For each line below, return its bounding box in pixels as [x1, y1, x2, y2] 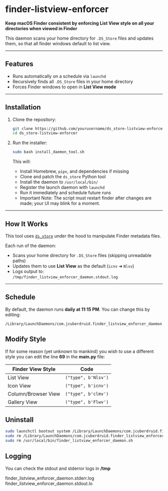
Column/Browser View [7, 390, 60, 397]
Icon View [7, 382, 31, 389]
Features [5, 60, 33, 68]
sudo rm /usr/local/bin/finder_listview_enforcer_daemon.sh [5, 438, 133, 443]
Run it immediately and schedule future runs [19, 190, 111, 196]
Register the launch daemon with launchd [19, 184, 105, 190]
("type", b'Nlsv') [64, 375, 109, 380]
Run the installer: [12, 140, 47, 146]
